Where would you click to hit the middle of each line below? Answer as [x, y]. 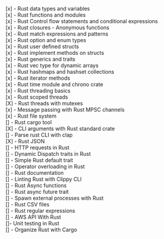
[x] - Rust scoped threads [37, 97]
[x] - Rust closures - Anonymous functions [57, 27]
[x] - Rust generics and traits [41, 59]
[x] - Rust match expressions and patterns [57, 34]
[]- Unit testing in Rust [33, 223]
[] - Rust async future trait [37, 192]
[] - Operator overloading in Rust [45, 166]
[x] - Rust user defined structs [42, 46]
